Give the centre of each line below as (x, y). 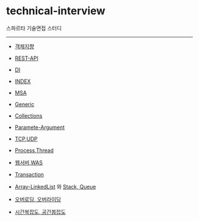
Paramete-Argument (40, 127)
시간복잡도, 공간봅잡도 (40, 211)
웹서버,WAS (29, 162)
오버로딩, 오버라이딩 (38, 199)
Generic (24, 104)
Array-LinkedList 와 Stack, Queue (55, 187)
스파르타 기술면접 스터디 (34, 28)
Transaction (29, 174)
